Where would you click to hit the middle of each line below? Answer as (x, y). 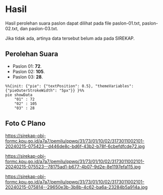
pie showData (19, 95)
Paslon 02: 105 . (29, 71)
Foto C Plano (25, 123)
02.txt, (12, 28)
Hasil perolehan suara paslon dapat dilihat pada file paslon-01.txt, (73, 23)
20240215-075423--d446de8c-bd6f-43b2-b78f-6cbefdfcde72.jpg (75, 146)
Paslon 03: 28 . (28, 77)
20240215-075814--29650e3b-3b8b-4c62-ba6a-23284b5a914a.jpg (76, 187)
